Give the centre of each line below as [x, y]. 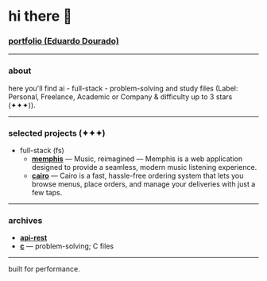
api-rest [33, 238]
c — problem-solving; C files [66, 246]
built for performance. [44, 269]
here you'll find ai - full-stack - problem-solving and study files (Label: [123, 88]
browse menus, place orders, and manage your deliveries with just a [143, 184]
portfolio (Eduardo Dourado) [64, 41]
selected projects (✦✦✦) [57, 133]
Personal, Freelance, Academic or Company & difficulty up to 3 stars [120, 96]
